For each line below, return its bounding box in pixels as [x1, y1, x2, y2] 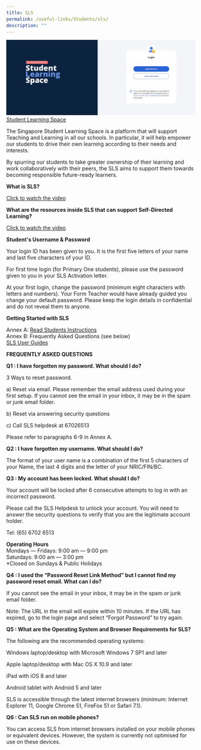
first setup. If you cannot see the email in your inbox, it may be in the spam [6, 392, 191, 400]
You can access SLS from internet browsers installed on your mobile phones [6, 725, 195, 733]
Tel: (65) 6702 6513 [6, 529, 55, 536]
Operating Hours [6, 541, 49, 548]
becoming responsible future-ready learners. [6, 172, 118, 179]
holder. [6, 518, 24, 525]
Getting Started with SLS [6, 315, 69, 322]
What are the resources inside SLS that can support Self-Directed [6, 206, 173, 214]
